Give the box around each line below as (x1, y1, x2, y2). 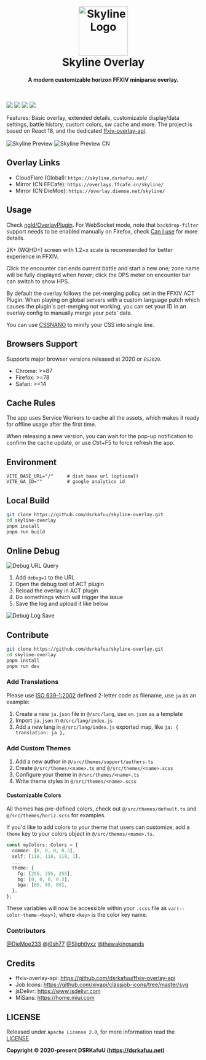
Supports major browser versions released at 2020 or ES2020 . (6, 355, 162, 363)
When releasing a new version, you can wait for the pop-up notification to (6, 433, 193, 440)
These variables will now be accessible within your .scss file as (6, 905, 167, 912)
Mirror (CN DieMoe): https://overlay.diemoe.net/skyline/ (15, 187, 165, 194)
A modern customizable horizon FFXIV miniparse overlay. (28, 76, 179, 83)
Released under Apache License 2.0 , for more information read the (6, 1028, 175, 1035)
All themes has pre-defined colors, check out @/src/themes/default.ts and (6, 805, 197, 812)
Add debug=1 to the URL (15, 574, 75, 581)
